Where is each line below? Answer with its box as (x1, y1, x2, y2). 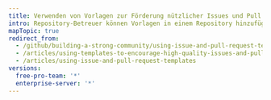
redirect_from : (8, 34, 60, 43)
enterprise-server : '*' (15, 79, 95, 87)
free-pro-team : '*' (15, 72, 81, 80)
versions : (8, 65, 42, 73)
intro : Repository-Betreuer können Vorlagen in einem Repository (8, 19, 232, 27)
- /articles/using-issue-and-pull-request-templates (15, 57, 197, 65)
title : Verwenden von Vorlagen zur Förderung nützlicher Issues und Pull (8, 11, 262, 20)
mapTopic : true (8, 27, 60, 35)
